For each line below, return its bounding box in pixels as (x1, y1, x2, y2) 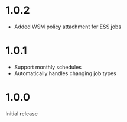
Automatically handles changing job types (14, 69, 116, 77)
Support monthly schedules (14, 63, 82, 70)
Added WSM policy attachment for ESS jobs (14, 23, 122, 30)
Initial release (5, 110, 38, 117)
